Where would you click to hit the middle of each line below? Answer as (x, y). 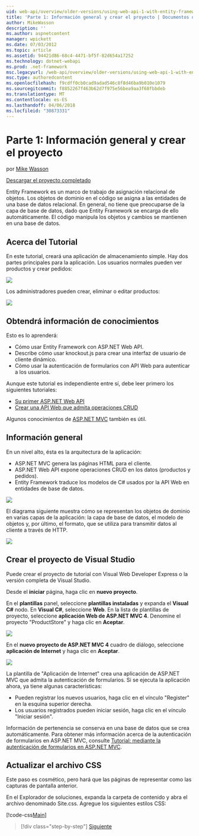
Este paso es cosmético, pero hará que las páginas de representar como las (99, 780)
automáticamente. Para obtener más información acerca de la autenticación (99, 734)
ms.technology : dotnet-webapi (44, 61)
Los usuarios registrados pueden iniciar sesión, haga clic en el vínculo (100, 710)
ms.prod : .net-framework (37, 67)
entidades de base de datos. (49, 488)
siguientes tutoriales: (32, 390)
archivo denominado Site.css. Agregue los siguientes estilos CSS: (86, 803)
